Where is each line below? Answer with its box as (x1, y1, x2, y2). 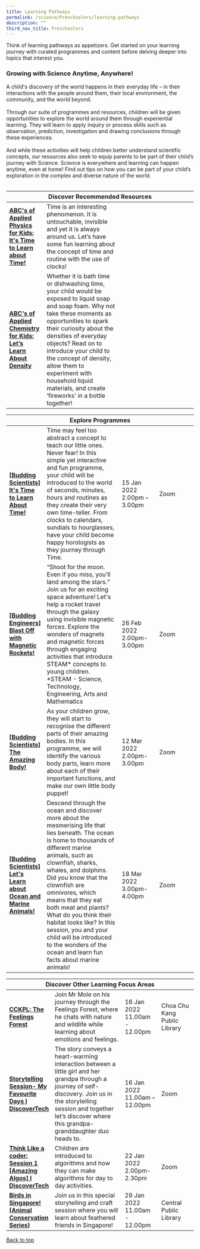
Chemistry (9, 324, 40, 332)
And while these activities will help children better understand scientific (6, 146, 182, 154)
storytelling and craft (54, 1198, 113, 1207)
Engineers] (9, 619, 41, 627)
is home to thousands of (46, 836, 114, 844)
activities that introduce (46, 652, 113, 661)
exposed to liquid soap (46, 294, 110, 302)
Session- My (9, 1082, 48, 1090)
